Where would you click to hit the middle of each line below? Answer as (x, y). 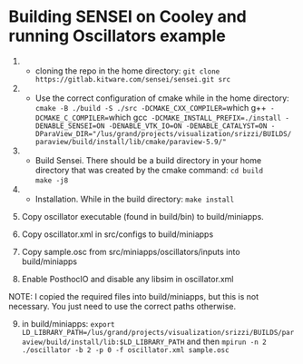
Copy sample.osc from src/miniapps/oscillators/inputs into (131, 251)
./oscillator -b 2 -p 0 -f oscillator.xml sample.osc (125, 350)
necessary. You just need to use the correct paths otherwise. (122, 306)
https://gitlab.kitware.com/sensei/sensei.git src (133, 79)
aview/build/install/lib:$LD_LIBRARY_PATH (103, 342)
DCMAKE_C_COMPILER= (72, 118)
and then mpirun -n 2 (226, 341)
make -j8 (52, 180)
